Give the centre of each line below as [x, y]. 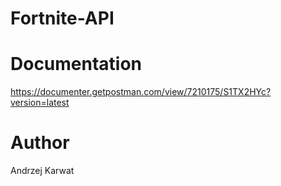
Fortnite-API [62, 18]
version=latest [40, 103]
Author [40, 143]
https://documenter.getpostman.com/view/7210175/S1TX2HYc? [141, 92]
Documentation [76, 64]
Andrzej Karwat [42, 171]
